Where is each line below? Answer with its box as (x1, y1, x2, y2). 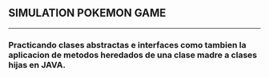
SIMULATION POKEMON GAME (8, 6, 167, 20)
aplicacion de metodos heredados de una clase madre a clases (8, 49, 258, 60)
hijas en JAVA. (8, 59, 66, 70)
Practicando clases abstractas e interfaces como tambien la (8, 39, 247, 50)
